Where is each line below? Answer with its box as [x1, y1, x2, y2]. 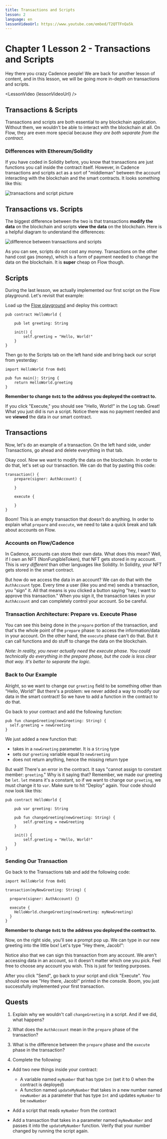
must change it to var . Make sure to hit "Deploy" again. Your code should [5, 782, 156, 788]
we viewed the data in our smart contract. [5, 414, 92, 420]
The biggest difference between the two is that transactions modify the [5, 218, 153, 224]
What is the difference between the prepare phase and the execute [12, 1041, 150, 1047]
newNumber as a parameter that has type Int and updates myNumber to [20, 1092, 160, 1098]
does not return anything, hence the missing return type [12, 756, 128, 763]
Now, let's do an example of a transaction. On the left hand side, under [5, 441, 151, 448]
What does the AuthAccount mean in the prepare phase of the [12, 1026, 139, 1032]
